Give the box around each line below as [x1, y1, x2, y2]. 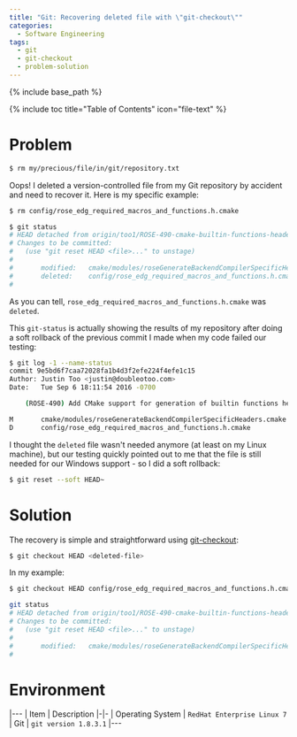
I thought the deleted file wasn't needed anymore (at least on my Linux [9, 439, 267, 449]
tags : [9, 37, 29, 47]
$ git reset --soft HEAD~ [9, 475, 104, 484]
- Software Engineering [17, 29, 104, 38]
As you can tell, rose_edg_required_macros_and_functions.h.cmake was [9, 296, 267, 306]
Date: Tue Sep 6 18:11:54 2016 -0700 [9, 383, 156, 392]
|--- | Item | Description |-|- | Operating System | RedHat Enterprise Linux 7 [9, 709, 287, 719]
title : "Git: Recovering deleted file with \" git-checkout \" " [9, 12, 243, 22]
